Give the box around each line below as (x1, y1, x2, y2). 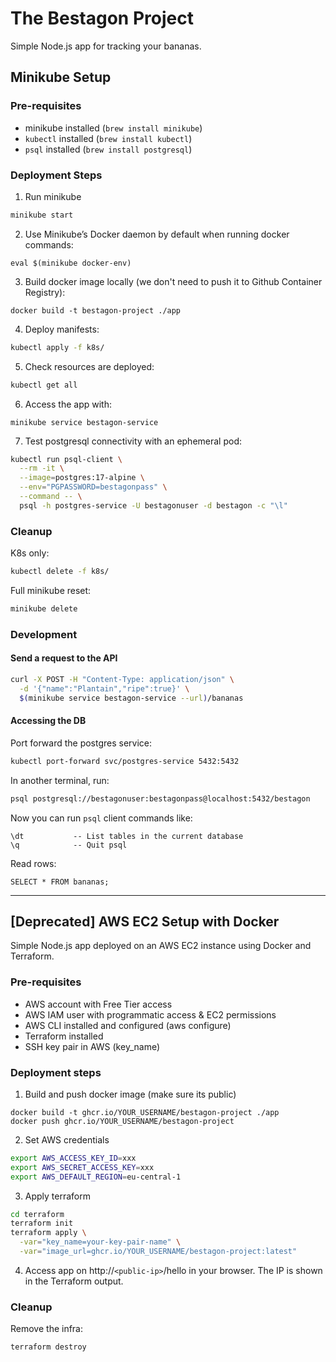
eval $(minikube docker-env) (10, 258, 132, 268)
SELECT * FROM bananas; (10, 877, 110, 887)
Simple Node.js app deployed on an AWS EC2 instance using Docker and (10, 940, 312, 952)
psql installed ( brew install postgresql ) (24, 143, 193, 155)
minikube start (10, 210, 74, 220)
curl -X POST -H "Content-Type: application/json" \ (10, 674, 235, 684)
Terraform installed (24, 1030, 104, 1042)
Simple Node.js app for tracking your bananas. (10, 40, 202, 52)
